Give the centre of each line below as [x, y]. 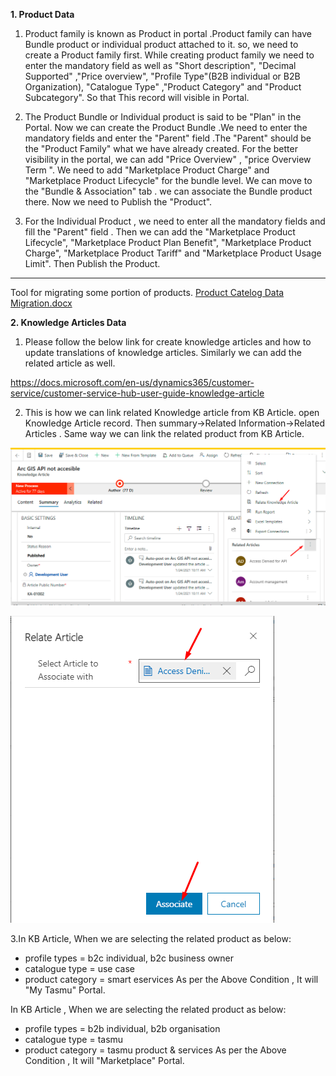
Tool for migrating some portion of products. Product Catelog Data [147, 292]
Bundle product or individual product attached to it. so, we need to [161, 44]
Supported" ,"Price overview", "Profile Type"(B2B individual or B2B [162, 76]
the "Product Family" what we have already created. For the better [161, 148]
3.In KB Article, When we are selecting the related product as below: [151, 938]
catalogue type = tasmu [74, 1039]
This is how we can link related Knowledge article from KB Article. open [172, 412]
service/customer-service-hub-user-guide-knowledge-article [137, 393]
